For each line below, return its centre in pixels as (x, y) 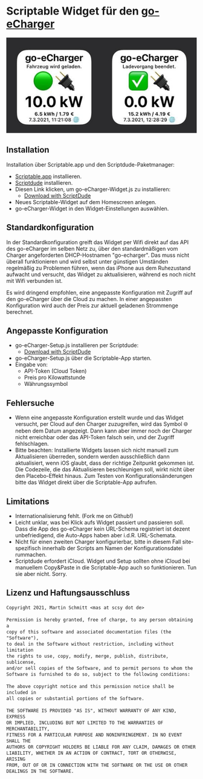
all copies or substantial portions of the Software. (76, 698)
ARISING (16, 759)
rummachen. (31, 555)
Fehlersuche (30, 403)
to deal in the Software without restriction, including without (90, 644)
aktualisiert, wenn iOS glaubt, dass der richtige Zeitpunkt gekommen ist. (105, 463)
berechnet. (20, 312)
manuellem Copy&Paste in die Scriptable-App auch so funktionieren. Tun (106, 567)
